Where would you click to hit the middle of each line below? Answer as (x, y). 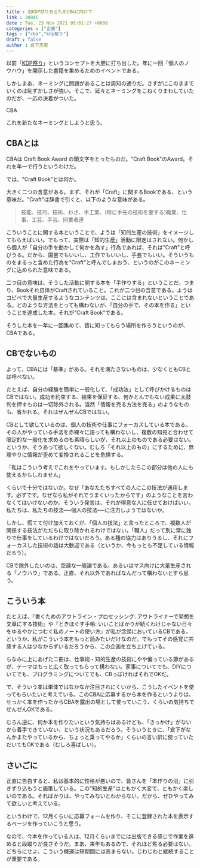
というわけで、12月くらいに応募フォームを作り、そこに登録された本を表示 (98, 816)
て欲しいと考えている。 (35, 803)
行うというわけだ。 (56, 166)
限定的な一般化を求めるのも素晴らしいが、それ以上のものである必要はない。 (100, 439)
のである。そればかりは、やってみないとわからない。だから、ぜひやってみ (102, 796)
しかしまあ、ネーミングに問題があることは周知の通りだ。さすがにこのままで (100, 83)
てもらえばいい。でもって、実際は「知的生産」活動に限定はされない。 (92, 240)
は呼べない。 (22, 376)
